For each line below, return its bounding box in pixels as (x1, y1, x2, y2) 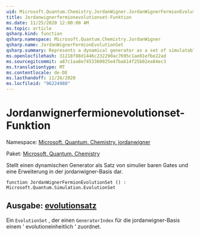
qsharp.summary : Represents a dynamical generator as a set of (6, 48, 167, 54)
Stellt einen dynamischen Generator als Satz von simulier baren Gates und (6, 161, 189, 168)
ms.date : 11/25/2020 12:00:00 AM (6, 20, 89, 26)
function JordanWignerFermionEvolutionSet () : (6, 179, 127, 185)
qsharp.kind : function (6, 31, 62, 37)
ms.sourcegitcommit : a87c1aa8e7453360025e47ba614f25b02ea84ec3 (6, 58, 167, 64)
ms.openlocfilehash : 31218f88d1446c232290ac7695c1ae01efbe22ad (6, 53, 167, 59)
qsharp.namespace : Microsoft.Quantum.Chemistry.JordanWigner (6, 36, 161, 42)
